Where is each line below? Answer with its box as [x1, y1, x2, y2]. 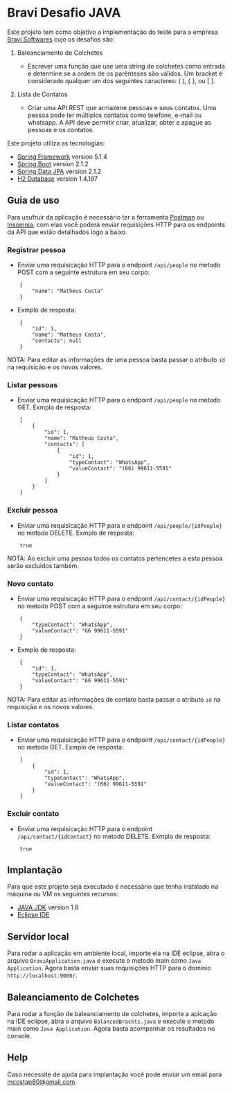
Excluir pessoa [7, 506, 58, 515]
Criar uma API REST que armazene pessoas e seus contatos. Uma [27, 103, 217, 112]
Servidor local [7, 930, 69, 943]
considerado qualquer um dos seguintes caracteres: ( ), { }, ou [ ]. [27, 76, 215, 85]
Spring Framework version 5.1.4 [17, 152, 107, 161]
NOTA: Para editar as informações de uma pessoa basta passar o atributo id [7, 355, 225, 364]
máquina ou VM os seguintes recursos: [7, 890, 119, 898]
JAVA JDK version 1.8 [17, 903, 79, 912]
